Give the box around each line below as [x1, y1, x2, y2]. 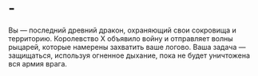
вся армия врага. [8, 59, 68, 68]
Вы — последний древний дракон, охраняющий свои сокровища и [8, 25, 237, 35]
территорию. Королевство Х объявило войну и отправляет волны [8, 33, 233, 43]
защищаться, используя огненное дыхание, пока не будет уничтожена [8, 51, 250, 60]
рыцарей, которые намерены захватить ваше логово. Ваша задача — [8, 42, 246, 51]
